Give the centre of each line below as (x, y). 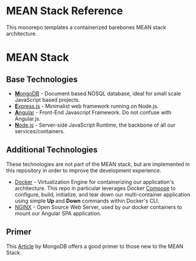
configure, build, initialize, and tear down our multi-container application (102, 194)
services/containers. (40, 131)
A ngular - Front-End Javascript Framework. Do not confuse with (93, 112)
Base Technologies (42, 79)
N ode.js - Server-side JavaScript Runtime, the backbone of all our (95, 125)
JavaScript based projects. (48, 99)
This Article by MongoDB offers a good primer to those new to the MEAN (95, 246)
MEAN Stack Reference (65, 11)
